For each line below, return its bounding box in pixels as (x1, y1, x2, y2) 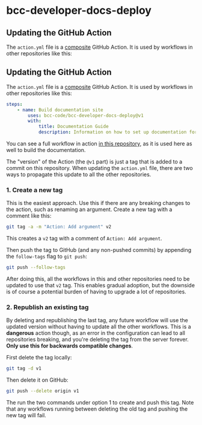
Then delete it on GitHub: (6, 376, 69, 384)
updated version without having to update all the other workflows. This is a (6, 323, 191, 331)
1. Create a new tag (6, 186, 63, 194)
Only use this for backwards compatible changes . (6, 342, 133, 349)
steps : (6, 101, 23, 107)
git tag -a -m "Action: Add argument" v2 (6, 224, 112, 230)
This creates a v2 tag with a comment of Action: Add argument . (6, 235, 162, 242)
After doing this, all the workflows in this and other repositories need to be (6, 275, 190, 283)
